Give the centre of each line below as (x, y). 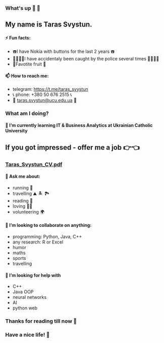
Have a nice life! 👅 (28, 335)
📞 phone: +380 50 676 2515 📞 (42, 94)
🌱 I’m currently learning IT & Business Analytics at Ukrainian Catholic (79, 125)
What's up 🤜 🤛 (23, 8)
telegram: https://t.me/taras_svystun (50, 89)
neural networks (30, 297)
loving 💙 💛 (22, 206)
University (16, 131)
